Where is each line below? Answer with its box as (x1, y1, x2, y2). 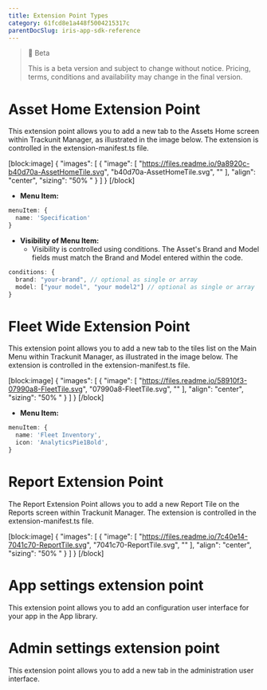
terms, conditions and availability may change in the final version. (27, 73, 243, 82)
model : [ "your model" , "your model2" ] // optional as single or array (15, 283, 255, 291)
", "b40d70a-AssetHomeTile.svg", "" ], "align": (104, 167, 257, 177)
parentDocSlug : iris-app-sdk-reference (8, 26, 141, 34)
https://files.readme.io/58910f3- (142, 376, 248, 386)
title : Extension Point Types (8, 11, 109, 20)
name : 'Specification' (15, 214, 91, 222)
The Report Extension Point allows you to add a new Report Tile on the (8, 499, 240, 508)
